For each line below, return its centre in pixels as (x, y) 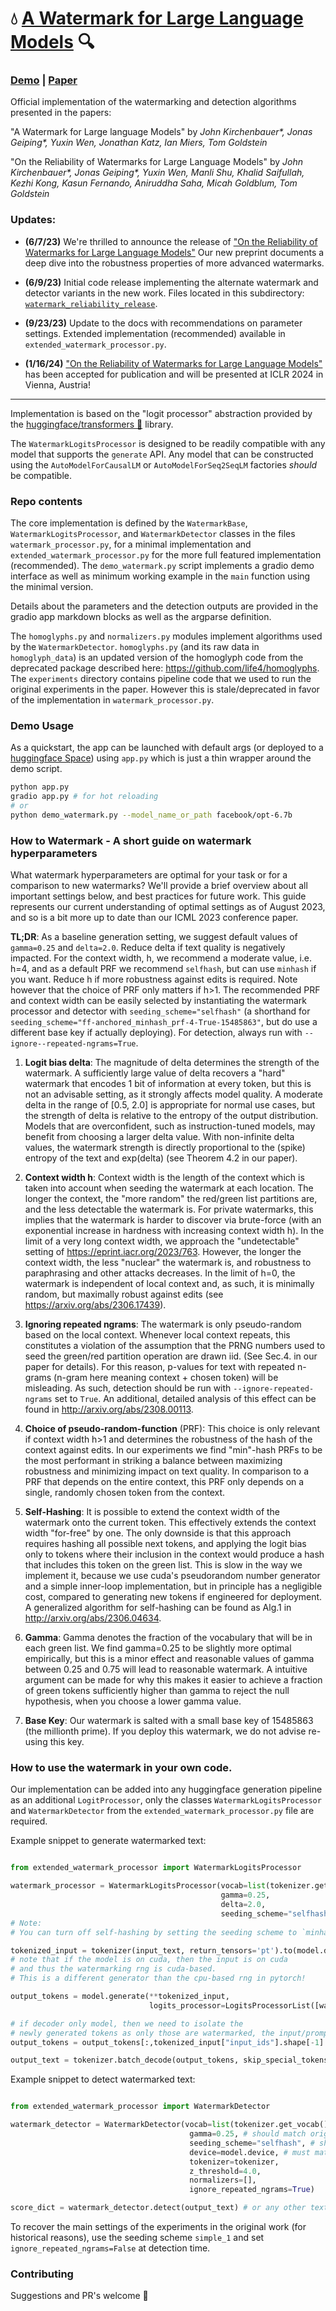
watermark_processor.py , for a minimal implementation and (131, 544)
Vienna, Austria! (57, 384)
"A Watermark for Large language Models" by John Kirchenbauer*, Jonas (161, 132)
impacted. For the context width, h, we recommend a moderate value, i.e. (161, 958)
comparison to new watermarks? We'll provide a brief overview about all (159, 886)
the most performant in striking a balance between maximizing (153, 1461)
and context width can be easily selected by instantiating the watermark (158, 1001)
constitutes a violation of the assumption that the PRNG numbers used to (175, 1346)
